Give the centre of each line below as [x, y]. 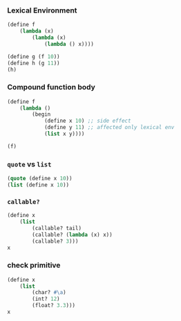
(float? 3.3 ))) [54, 306]
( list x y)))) [64, 134]
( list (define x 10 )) [38, 185]
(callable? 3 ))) [55, 241]
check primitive [34, 266]
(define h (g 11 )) [34, 63]
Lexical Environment [42, 10]
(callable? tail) [57, 228]
